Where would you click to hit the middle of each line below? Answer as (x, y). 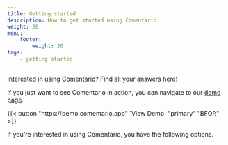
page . (16, 100)
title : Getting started (42, 14)
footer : (31, 40)
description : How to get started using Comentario (82, 20)
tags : (15, 53)
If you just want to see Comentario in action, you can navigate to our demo (114, 92)
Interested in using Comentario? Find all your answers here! (92, 79)
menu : (15, 33)
